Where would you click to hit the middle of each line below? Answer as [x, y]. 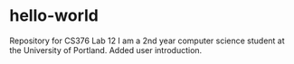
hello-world [54, 16]
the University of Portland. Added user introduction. [106, 50]
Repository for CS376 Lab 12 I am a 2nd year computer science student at [147, 41]
